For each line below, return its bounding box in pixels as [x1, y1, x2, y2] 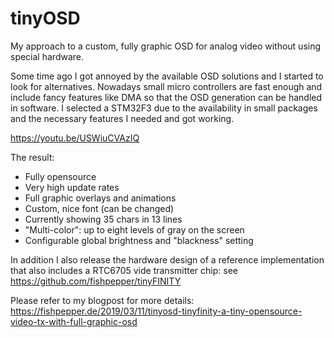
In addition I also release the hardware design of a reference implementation [10, 253, 325, 266]
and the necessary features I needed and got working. [10, 112, 235, 124]
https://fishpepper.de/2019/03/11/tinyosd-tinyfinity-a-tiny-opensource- [10, 305, 303, 317]
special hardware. [10, 50, 85, 62]
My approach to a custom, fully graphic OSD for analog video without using [10, 40, 322, 52]
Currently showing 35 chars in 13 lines [24, 213, 183, 225]
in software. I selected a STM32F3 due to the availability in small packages [10, 102, 318, 114]
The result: [10, 151, 55, 163]
